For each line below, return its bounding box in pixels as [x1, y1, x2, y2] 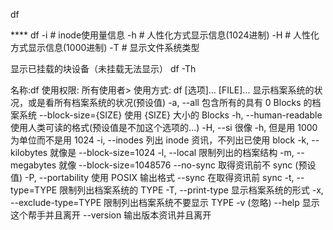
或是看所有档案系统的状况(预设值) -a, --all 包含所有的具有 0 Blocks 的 [27, 97, 313, 108]
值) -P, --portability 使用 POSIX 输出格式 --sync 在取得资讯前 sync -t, [10, 172, 295, 183]
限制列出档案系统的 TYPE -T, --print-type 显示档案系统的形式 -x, [59, 184, 324, 196]
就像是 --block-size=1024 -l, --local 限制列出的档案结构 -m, [49, 147, 295, 158]
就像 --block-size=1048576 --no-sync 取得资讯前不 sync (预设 [58, 159, 317, 171]
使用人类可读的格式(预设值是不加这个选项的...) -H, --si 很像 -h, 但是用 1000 [10, 122, 318, 133]
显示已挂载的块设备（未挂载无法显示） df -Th [10, 63, 197, 74]
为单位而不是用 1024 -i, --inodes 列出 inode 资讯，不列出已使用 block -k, [10, 134, 310, 146]
